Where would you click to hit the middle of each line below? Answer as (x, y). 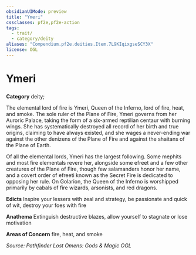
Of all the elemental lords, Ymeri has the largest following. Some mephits (94, 157)
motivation (19, 223)
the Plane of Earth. (28, 145)
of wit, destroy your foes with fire (46, 205)
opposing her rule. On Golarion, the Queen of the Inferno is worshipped (92, 181)
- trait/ (22, 33)
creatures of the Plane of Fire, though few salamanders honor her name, (93, 169)
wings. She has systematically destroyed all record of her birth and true (92, 126)
